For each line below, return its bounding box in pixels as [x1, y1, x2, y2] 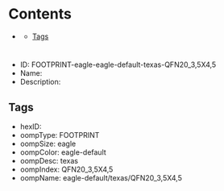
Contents [8, 5, 73, 23]
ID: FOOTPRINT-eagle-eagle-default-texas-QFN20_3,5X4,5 [19, 60, 217, 69]
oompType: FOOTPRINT [19, 130, 100, 139]
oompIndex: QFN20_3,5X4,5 [19, 164, 114, 174]
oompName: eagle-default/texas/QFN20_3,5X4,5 [19, 172, 183, 182]
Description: [19, 77, 61, 87]
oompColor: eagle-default [19, 147, 106, 157]
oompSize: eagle [19, 139, 77, 148]
